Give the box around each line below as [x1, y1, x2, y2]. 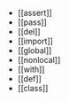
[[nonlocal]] [17, 55, 61, 65]
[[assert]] [17, 8, 53, 18]
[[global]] [17, 45, 52, 56]
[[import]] [17, 35, 53, 46]
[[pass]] [17, 17, 47, 27]
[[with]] [17, 64, 45, 75]
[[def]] [17, 74, 42, 83]
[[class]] [17, 83, 49, 93]
